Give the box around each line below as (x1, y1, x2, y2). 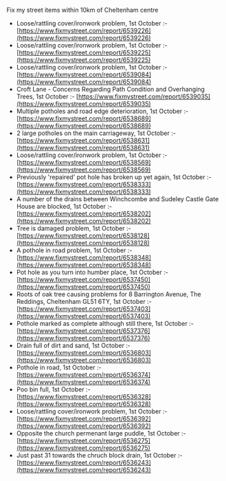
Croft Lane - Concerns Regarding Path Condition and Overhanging (16, 85, 205, 93)
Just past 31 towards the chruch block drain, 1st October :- (16, 451, 183, 459)
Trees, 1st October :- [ (16, 92, 79, 101)
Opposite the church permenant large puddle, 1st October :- (16, 429, 186, 437)
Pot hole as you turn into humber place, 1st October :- (16, 268, 169, 276)
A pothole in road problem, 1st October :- (16, 246, 133, 254)
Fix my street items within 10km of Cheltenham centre (6, 6, 159, 14)
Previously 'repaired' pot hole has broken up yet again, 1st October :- (16, 173, 212, 181)
